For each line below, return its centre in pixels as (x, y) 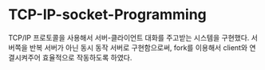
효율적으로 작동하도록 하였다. (87, 57)
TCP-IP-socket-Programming (108, 15)
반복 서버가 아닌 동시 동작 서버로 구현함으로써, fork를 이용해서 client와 (138, 47)
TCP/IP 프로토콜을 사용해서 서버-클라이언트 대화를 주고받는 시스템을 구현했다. (129, 37)
